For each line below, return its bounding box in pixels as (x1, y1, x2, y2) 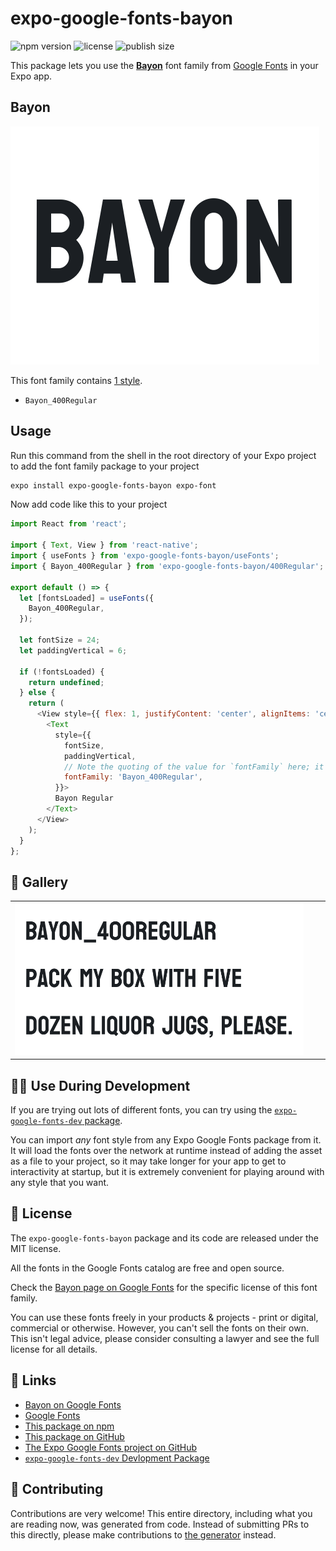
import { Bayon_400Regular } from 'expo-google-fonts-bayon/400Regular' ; (10, 561, 325, 571)
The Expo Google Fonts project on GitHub (24, 1441, 197, 1453)
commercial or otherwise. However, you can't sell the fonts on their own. (10, 1322, 309, 1334)
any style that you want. (10, 1177, 110, 1189)
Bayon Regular (54, 793, 114, 804)
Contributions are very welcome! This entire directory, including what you (10, 1507, 313, 1519)
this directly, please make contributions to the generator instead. (10, 1528, 277, 1541)
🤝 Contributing (10, 1481, 104, 1498)
